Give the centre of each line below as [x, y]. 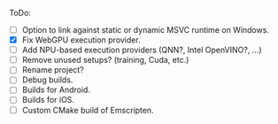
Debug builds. [47, 80]
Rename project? [53, 70]
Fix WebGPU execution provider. [81, 40]
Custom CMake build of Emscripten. [88, 110]
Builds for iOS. [48, 100]
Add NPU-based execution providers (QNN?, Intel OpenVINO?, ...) [142, 50]
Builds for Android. [56, 90]
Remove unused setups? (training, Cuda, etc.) [105, 60]
